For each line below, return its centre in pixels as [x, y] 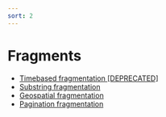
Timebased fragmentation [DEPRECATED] [89, 78]
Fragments [45, 55]
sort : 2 [21, 16]
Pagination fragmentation [61, 104]
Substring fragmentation [60, 86]
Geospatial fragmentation [61, 95]
